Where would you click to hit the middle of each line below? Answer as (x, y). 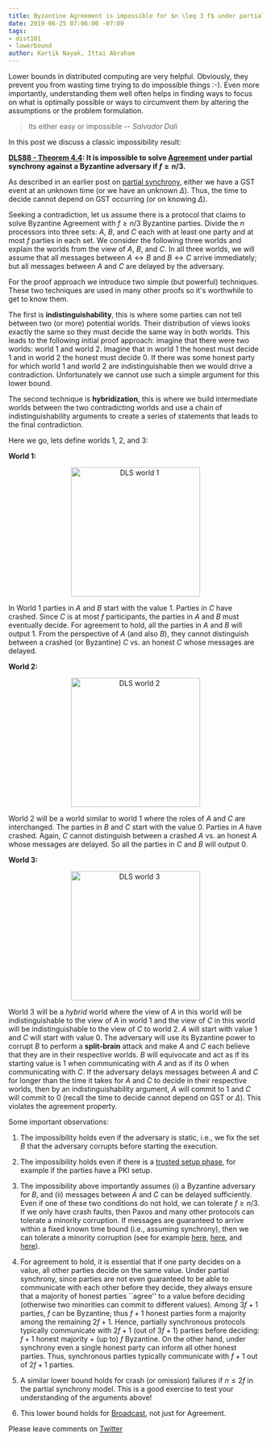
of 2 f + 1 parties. (47, 1365)
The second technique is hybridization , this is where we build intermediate (133, 399)
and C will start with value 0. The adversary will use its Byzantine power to (132, 1038)
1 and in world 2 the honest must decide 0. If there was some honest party (132, 357)
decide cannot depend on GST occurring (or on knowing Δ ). (108, 199)
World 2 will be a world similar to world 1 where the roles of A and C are (127, 818)
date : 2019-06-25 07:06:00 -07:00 (67, 23)
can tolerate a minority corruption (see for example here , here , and (131, 1237)
